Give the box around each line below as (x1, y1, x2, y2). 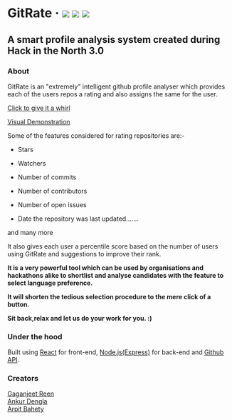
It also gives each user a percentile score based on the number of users (7, 241, 218, 251)
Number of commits (17, 173, 77, 181)
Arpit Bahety (7, 405, 44, 414)
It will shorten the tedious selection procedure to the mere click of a (7, 292, 211, 301)
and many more (7, 228, 53, 236)
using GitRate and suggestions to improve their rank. (7, 249, 162, 258)
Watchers (17, 159, 46, 167)
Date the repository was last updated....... (17, 214, 139, 223)
